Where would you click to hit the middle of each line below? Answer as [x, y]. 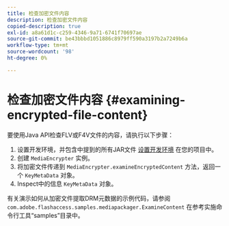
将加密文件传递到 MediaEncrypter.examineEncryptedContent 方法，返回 [116, 166]
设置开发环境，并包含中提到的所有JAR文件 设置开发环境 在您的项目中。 [117, 149]
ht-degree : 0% [27, 58]
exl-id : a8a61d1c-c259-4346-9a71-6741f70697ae [75, 33]
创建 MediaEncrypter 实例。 [55, 158]
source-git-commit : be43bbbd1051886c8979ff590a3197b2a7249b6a [97, 39]
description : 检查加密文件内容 [48, 20]
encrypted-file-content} [78, 115]
